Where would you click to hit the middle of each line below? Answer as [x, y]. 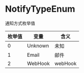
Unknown [38, 46]
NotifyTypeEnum [40, 9]
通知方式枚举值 [20, 23]
